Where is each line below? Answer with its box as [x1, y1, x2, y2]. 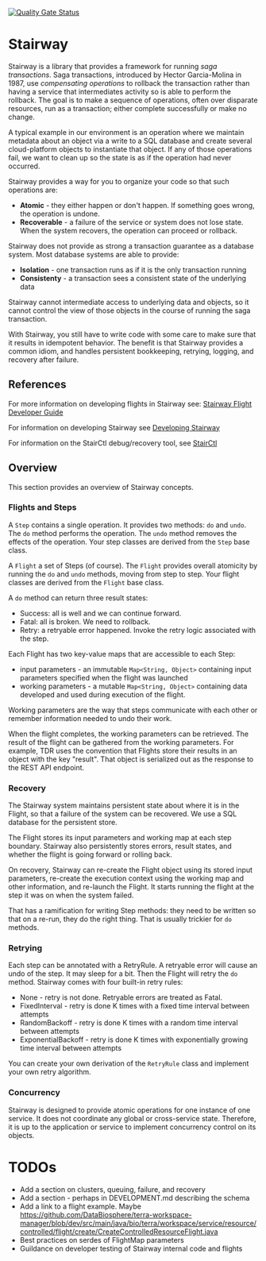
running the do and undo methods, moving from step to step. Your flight [8, 569, 240, 579]
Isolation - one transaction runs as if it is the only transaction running [19, 264, 247, 274]
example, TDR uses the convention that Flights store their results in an [8, 746, 237, 755]
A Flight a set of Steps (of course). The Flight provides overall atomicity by [8, 561, 258, 570]
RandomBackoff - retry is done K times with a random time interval [19, 1018, 238, 1028]
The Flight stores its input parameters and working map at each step [8, 833, 232, 843]
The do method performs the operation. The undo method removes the [8, 528, 237, 538]
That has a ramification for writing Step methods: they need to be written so [8, 906, 256, 916]
